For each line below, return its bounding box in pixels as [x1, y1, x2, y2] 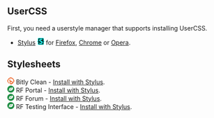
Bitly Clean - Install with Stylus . [15, 78, 105, 86]
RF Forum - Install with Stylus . [15, 94, 102, 103]
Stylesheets [7, 58, 61, 70]
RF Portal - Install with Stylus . [15, 86, 101, 94]
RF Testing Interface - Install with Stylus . [15, 102, 132, 110]
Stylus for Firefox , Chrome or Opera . [17, 38, 131, 47]
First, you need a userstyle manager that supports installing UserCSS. [7, 24, 208, 32]
